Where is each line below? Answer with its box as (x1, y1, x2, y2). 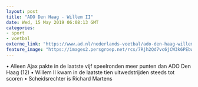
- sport (6, 30, 25, 36)
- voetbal (6, 36, 31, 41)
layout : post (6, 8, 38, 15)
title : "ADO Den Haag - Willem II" (6, 14, 94, 20)
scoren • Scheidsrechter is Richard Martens (6, 75, 113, 82)
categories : (6, 25, 35, 31)
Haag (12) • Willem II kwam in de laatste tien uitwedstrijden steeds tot (6, 68, 175, 76)
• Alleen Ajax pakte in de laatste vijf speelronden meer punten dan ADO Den (6, 62, 192, 69)
